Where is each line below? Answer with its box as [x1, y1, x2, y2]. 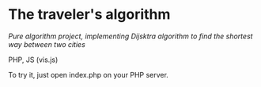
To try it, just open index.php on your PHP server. [8, 70, 168, 79]
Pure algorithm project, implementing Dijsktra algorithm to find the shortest [8, 31, 253, 41]
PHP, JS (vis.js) [8, 55, 59, 64]
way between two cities [8, 39, 85, 49]
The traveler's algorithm [8, 5, 171, 24]
